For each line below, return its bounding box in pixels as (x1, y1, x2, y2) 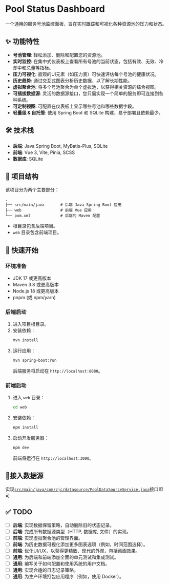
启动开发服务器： (12, 435, 49, 441)
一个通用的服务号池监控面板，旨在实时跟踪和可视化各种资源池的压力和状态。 (5, 21, 167, 27)
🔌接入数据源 (5, 472, 44, 480)
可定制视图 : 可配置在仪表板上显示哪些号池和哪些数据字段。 (12, 103, 137, 109)
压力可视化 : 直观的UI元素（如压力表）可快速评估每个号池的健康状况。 (12, 71, 159, 77)
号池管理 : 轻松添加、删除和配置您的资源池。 (12, 52, 105, 58)
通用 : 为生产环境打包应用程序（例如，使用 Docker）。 (12, 573, 124, 580)
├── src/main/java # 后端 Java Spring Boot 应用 (5, 202, 122, 208)
